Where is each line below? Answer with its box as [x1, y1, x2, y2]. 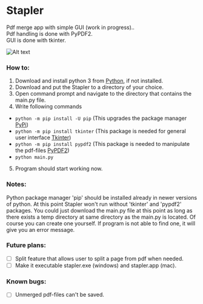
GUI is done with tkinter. [6, 36, 67, 44]
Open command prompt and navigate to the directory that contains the [15, 90, 192, 97]
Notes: [6, 180, 27, 188]
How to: [6, 63, 30, 71]
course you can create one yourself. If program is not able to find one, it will [6, 219, 196, 227]
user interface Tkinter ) [15, 134, 72, 141]
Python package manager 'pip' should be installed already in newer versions [6, 194, 198, 201]
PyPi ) [15, 121, 29, 128]
